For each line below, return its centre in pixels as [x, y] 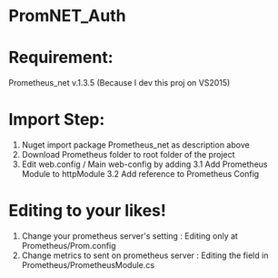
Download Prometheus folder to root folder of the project [128, 155]
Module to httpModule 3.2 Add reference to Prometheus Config [140, 174]
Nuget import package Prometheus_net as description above [136, 145]
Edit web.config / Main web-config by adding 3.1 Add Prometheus [144, 164]
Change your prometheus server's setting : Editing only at [129, 236]
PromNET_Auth [67, 16]
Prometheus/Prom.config [69, 246]
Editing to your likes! [88, 211]
